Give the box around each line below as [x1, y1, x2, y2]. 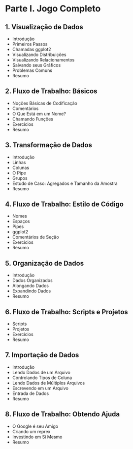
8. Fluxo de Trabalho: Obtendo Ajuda [5, 410, 120, 419]
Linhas [12, 159, 26, 165]
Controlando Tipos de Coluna [12, 375, 72, 381]
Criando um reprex [12, 428, 51, 434]
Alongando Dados [12, 283, 49, 289]
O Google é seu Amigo [12, 423, 58, 429]
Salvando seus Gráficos [12, 62, 61, 68]
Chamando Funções [12, 116, 53, 122]
